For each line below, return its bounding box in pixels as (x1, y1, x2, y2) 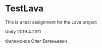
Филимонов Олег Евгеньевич (5, 38, 67, 44)
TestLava (5, 3, 44, 14)
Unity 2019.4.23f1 (5, 28, 41, 34)
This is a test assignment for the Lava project (5, 19, 97, 25)
